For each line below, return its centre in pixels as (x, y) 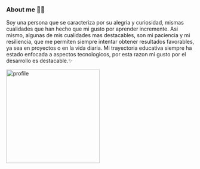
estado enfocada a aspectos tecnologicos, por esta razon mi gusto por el (96, 55)
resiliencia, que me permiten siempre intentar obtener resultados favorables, (100, 42)
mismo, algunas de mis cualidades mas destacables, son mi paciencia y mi (98, 35)
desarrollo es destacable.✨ (39, 61)
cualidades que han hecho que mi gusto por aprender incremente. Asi (92, 29)
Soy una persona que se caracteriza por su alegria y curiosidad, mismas (95, 23)
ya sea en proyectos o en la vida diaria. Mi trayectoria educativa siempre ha (99, 48)
